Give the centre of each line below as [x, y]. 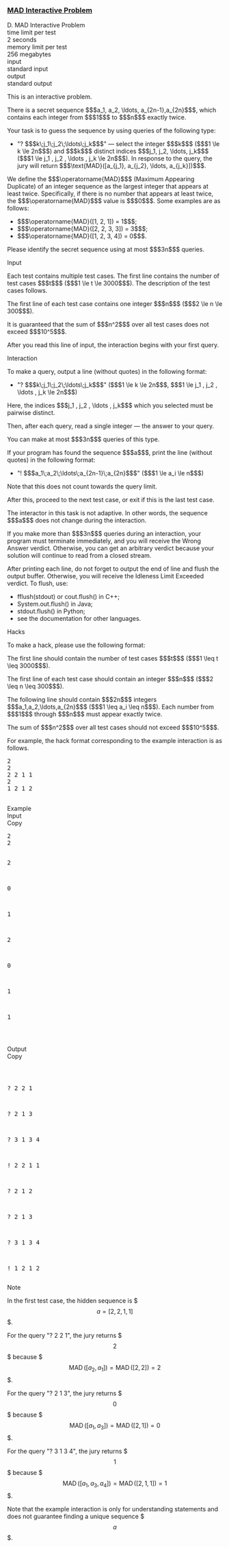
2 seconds [22, 40]
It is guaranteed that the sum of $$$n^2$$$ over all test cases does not [108, 324]
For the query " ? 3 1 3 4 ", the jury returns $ [67, 1451]
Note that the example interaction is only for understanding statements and [113, 1509]
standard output [30, 84]
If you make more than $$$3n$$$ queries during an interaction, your [104, 534]
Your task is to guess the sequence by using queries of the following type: [111, 131]
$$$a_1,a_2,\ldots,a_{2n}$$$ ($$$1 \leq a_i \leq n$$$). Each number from [110, 707]
